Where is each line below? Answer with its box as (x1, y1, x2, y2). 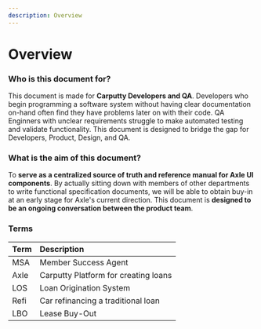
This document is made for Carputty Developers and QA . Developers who (8, 91, 249, 101)
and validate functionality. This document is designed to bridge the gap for (8, 125, 249, 134)
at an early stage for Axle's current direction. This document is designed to (8, 196, 252, 205)
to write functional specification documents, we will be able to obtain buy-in (8, 187, 253, 196)
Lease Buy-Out (39, 308, 97, 319)
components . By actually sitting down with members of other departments (8, 178, 250, 188)
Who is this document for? (8, 73, 111, 84)
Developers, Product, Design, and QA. (8, 133, 131, 142)
